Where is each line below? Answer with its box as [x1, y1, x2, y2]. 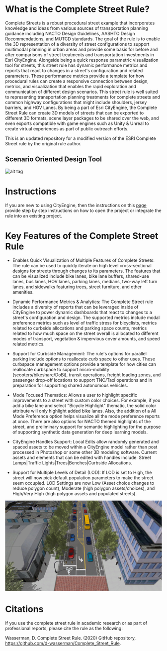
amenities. [12, 289, 34, 295]
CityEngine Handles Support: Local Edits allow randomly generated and [12, 438, 159, 444]
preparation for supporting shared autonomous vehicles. [12, 382, 128, 388]
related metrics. [12, 341, 45, 347]
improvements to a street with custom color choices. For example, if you [12, 397, 161, 403]
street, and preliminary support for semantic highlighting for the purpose [12, 424, 161, 430]
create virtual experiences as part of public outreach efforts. [5, 125, 129, 131]
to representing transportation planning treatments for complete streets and [5, 94, 161, 100]
